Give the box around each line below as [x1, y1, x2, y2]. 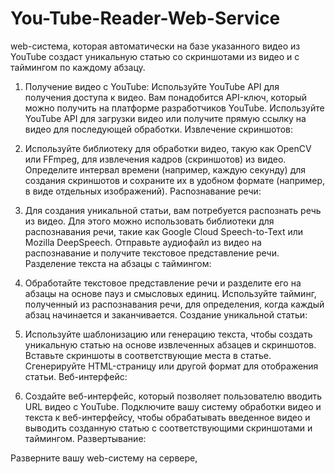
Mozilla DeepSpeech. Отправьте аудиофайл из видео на [24, 236, 262, 248]
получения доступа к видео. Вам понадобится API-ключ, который [24, 91, 308, 103]
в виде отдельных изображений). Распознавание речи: [24, 185, 262, 197]
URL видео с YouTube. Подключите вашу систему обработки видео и [24, 400, 322, 412]
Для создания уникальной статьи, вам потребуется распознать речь [24, 204, 322, 216]
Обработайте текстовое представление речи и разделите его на [24, 277, 302, 289]
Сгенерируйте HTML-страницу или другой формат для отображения [24, 360, 319, 372]
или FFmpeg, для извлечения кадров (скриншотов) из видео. [24, 153, 287, 165]
